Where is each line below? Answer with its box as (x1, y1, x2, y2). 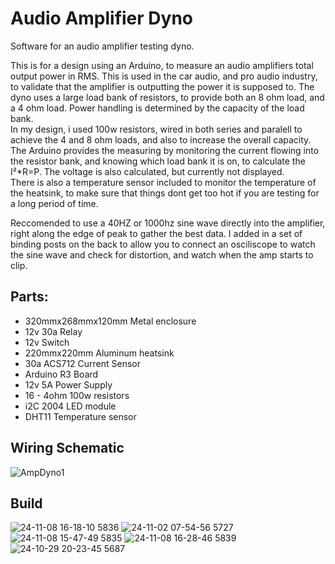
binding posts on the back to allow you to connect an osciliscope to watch (10, 238, 316, 250)
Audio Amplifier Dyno (10, 7, 194, 30)
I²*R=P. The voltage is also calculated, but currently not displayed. (10, 165, 285, 177)
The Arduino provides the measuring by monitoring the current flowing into (10, 144, 320, 156)
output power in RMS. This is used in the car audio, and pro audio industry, (10, 70, 318, 82)
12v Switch (24, 336, 70, 348)
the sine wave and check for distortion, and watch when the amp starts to (10, 248, 314, 261)
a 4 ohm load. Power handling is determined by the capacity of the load (10, 102, 305, 114)
